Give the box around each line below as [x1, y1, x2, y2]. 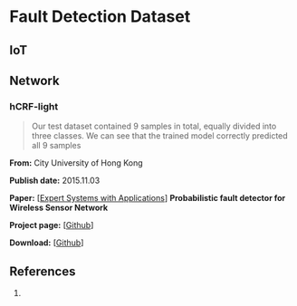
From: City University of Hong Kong [9, 158, 143, 168]
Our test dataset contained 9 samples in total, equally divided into [31, 120, 277, 132]
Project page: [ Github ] [9, 220, 94, 231]
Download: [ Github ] [9, 237, 84, 248]
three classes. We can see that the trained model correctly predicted [31, 130, 288, 141]
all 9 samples [31, 140, 81, 151]
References [9, 263, 76, 279]
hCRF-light [9, 100, 59, 112]
